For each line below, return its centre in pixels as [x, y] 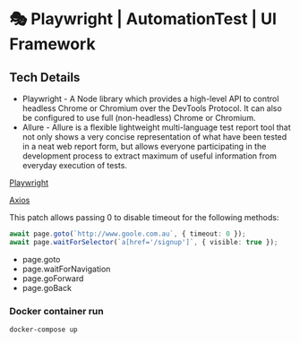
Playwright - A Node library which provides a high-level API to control [150, 99]
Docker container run [57, 311]
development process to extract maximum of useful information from [150, 156]
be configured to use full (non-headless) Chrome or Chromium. [139, 118]
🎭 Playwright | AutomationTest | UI [143, 19]
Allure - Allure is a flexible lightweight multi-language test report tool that [156, 127]
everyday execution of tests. [75, 165]
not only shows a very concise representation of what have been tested [154, 137]
